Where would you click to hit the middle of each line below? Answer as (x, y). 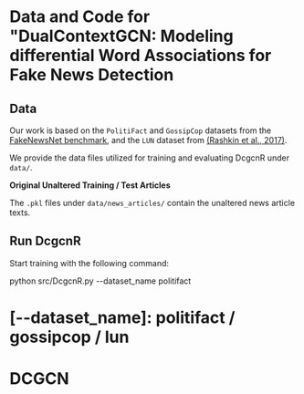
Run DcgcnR (45, 241)
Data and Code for (80, 17)
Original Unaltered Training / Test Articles (90, 185)
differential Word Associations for (141, 56)
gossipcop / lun (69, 337)
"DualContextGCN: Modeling (122, 36)
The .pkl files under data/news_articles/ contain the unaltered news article (152, 203)
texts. (20, 213)
